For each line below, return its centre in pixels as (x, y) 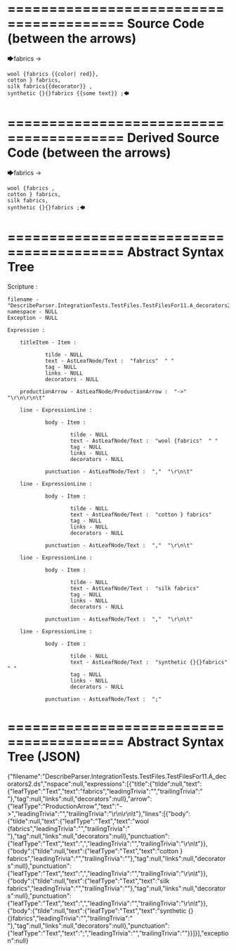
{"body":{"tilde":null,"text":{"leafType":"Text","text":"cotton (93, 850)
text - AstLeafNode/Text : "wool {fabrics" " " (144, 441)
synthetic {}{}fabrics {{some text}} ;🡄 (68, 93)
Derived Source (173, 138)
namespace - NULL (33, 311)
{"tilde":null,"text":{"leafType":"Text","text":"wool (78, 821)
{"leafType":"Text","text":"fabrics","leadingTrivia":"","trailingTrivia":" (105, 791)
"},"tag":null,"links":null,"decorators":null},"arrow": (80, 798)
